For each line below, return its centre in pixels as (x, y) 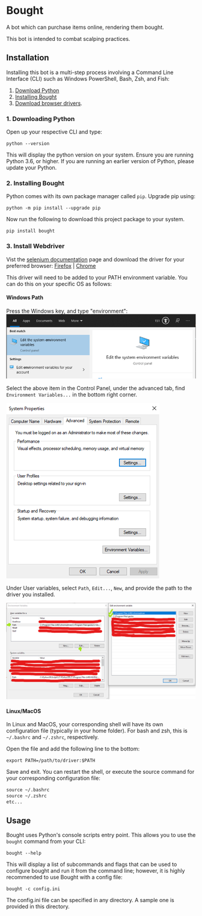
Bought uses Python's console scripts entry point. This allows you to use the (101, 835)
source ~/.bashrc (28, 790)
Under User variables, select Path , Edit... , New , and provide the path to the (99, 588)
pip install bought (31, 231)
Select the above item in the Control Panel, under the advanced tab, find (96, 388)
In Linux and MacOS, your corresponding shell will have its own (85, 724)
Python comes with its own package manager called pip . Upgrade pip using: (101, 196)
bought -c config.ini (33, 889)
